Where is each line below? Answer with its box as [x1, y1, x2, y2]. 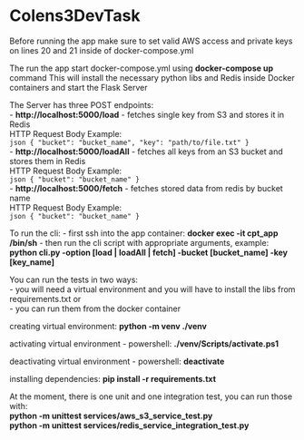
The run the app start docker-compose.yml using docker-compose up [9, 63, 274, 73]
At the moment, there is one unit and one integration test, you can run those [9, 391, 293, 402]
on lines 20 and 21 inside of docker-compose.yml [9, 44, 194, 55]
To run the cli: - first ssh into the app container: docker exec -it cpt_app [9, 228, 279, 239]
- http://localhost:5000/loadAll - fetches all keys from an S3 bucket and [9, 146, 283, 157]
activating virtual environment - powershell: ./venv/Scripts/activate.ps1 [9, 337, 279, 349]
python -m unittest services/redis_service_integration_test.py [9, 419, 250, 431]
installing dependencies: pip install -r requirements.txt [9, 373, 216, 384]
